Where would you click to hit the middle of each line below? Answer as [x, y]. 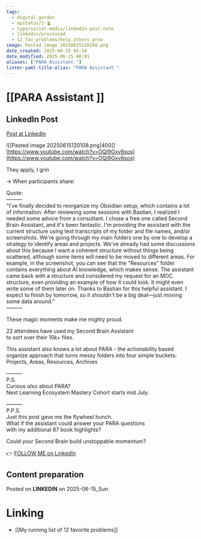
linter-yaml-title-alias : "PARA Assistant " [63, 68]
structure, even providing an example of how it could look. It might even [95, 282]
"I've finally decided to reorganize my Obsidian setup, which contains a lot [98, 206]
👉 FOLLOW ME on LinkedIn [41, 453]
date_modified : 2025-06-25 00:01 [48, 56]
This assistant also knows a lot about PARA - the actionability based [90, 349]
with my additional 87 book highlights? [54, 430]
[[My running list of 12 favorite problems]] [66, 530]
